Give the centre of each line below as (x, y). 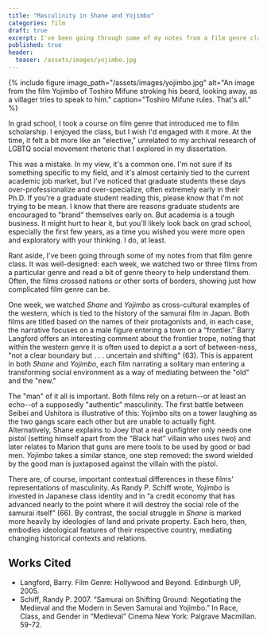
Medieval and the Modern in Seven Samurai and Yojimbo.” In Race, (129, 607)
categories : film (37, 23)
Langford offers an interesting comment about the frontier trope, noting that (132, 338)
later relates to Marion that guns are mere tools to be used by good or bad (129, 447)
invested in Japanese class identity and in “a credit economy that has (122, 496)
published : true (35, 45)
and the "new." (33, 380)
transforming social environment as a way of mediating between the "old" (129, 372)
